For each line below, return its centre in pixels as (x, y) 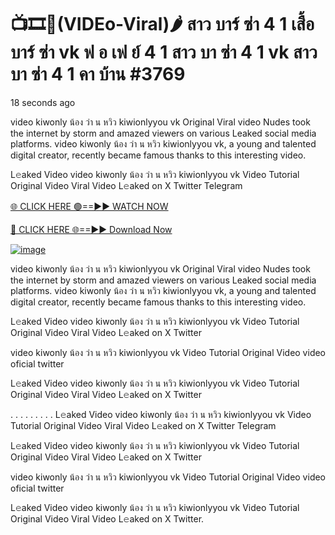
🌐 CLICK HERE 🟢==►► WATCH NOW (89, 206)
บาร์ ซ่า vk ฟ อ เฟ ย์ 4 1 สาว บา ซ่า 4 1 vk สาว (164, 52)
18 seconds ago (43, 102)
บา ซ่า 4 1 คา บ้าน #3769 (98, 74)
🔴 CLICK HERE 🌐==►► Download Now (91, 229)
